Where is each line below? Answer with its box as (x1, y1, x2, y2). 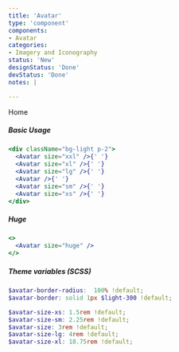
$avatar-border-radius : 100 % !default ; (8, 287, 145, 295)
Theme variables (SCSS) (8, 266, 91, 276)
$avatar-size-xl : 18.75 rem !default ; (8, 338, 134, 346)
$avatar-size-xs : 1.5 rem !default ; (8, 308, 126, 316)
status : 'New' (8, 57, 56, 65)
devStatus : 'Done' (8, 71, 69, 79)
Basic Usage (8, 125, 52, 135)
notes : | (8, 78, 37, 86)
